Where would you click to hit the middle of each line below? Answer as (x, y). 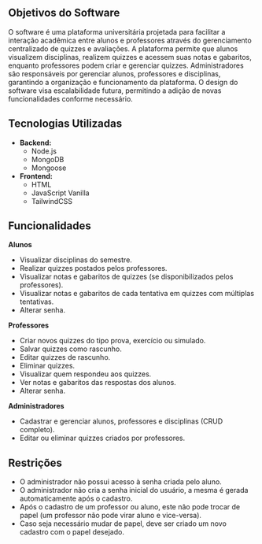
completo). (37, 430)
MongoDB (48, 159)
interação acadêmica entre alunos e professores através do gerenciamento (130, 40)
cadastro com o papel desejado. (72, 532)
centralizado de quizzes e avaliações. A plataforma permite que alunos (123, 48)
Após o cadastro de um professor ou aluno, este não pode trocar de (130, 507)
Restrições (35, 463)
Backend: (35, 142)
